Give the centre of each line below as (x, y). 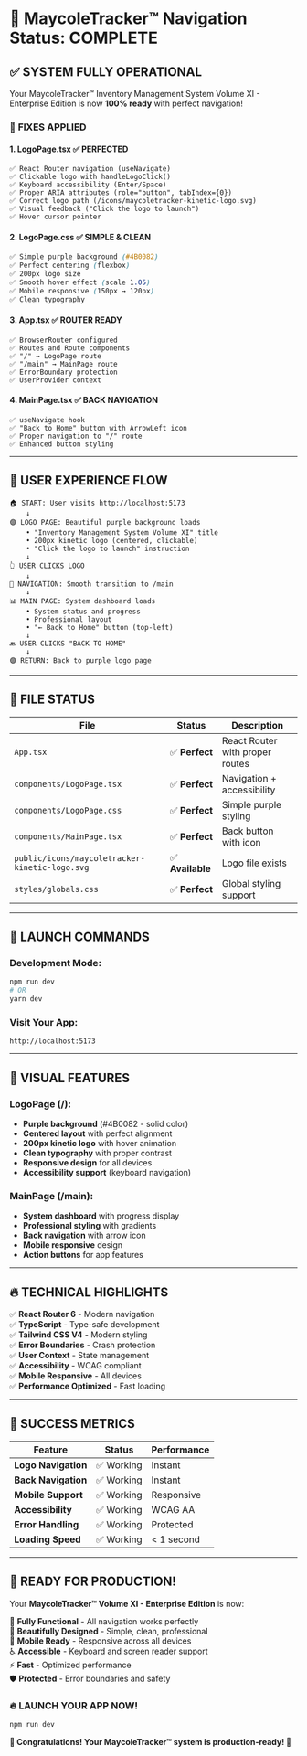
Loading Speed (48, 1539)
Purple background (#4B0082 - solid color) (106, 1123)
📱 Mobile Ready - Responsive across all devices (101, 1641)
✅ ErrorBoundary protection (64, 372)
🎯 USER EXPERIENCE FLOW (89, 480)
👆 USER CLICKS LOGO (47, 566)
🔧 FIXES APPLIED (48, 127)
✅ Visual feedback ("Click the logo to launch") (105, 209)
